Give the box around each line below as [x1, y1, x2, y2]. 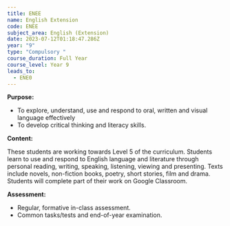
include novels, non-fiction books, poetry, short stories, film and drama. [7, 169, 211, 178]
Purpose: [7, 93, 34, 101]
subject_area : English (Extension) [7, 29, 109, 37]
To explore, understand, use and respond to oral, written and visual [17, 106, 208, 114]
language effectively [17, 114, 76, 122]
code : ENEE [7, 23, 39, 30]
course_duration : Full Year [7, 55, 88, 62]
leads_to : [7, 68, 36, 74]
